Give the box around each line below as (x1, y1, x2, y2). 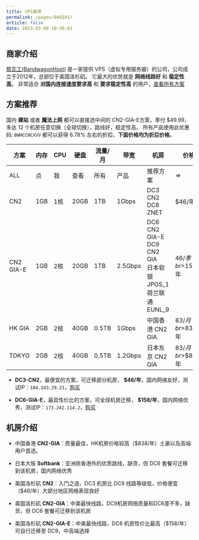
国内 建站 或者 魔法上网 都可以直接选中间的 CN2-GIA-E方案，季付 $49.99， (6, 116, 190, 123)
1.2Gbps (117, 351, 142, 360)
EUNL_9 (147, 305, 170, 313)
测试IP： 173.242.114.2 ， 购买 (25, 404, 96, 411)
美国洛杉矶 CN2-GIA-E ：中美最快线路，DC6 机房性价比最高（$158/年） (14, 520, 190, 527)
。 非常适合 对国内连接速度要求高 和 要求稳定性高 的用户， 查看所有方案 (11, 81, 185, 88)
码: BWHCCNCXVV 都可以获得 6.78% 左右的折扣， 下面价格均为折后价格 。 (6, 131, 175, 138)
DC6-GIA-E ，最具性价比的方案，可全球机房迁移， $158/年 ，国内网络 (14, 396, 184, 404)
